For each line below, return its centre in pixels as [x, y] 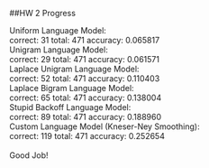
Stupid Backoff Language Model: [70, 107]
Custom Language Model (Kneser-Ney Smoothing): [104, 126]
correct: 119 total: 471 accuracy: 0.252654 [87, 136]
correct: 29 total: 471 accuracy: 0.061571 [85, 59]
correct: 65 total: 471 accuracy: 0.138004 [86, 98]
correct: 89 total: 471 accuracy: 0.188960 [86, 117]
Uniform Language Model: [58, 30]
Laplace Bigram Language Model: [72, 88]
